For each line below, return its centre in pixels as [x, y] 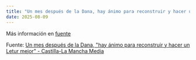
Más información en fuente [38, 33]
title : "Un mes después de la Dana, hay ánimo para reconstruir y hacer [96, 11]
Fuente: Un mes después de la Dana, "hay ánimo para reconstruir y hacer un [98, 45]
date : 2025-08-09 [27, 17]
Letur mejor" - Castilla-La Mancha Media [55, 51]
